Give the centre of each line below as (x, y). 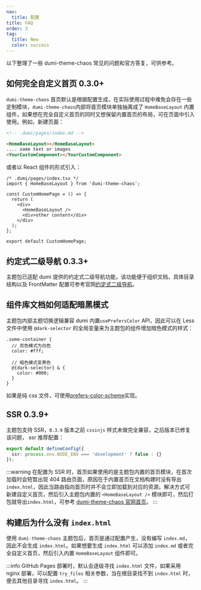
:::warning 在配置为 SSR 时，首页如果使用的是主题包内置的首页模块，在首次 (99, 472)
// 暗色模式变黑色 (31, 362)
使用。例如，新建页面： (35, 122)
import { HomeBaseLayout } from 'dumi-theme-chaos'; (73, 184)
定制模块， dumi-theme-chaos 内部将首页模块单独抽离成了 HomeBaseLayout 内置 (100, 107)
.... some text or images (38, 149)
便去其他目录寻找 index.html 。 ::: (47, 581)
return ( (22, 199)
